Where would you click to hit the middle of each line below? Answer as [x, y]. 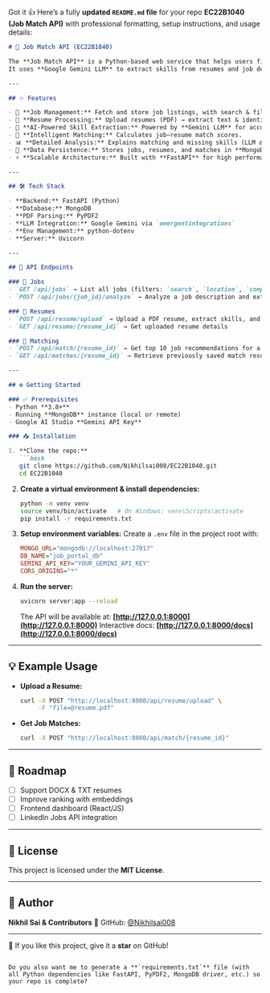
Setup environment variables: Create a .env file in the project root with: [139, 534]
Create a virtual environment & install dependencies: [110, 488]
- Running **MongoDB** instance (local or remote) [95, 414]
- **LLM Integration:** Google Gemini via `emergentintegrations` [122, 223]
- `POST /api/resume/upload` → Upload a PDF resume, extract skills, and [135, 319]
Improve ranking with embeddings [77, 799]
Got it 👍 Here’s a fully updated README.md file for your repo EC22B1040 [127, 12]
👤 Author [31, 903]
